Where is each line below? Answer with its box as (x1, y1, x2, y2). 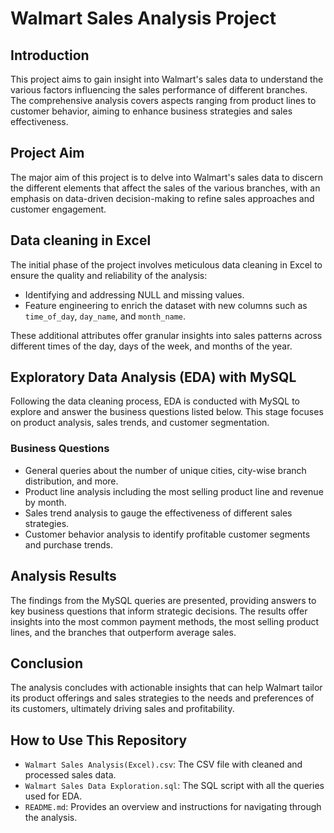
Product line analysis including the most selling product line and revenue (24, 485, 324, 497)
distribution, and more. (24, 475, 119, 487)
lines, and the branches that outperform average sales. (10, 626, 237, 638)
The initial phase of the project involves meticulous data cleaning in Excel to (10, 258, 323, 271)
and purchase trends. (24, 538, 114, 551)
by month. (24, 496, 67, 508)
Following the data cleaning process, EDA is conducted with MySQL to (10, 395, 301, 407)
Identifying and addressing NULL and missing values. (24, 288, 245, 301)
